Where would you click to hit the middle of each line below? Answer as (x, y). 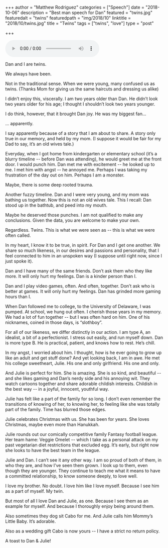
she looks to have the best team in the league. (53, 450)
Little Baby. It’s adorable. (31, 521)
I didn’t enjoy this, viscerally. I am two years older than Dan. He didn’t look (81, 99)
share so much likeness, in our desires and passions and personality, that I (82, 250)
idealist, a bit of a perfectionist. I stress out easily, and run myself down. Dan (84, 337)
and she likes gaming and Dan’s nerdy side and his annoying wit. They (78, 378)
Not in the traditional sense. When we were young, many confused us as (80, 83)
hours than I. (18, 297)
